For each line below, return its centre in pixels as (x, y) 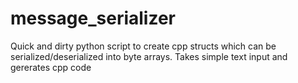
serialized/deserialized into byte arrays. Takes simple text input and (149, 56)
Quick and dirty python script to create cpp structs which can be (143, 46)
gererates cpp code (51, 67)
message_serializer (93, 18)
